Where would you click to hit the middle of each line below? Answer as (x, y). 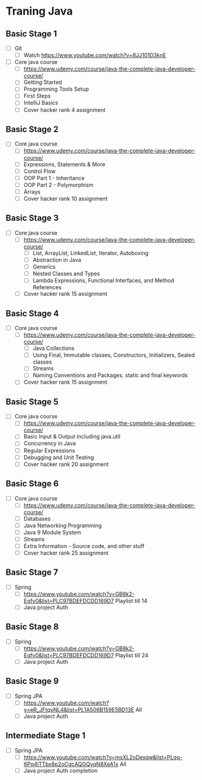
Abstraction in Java (57, 259)
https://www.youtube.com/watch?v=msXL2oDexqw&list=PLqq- (103, 757)
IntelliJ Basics (41, 103)
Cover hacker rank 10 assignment (65, 199)
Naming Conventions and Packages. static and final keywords (110, 375)
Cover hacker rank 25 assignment (66, 553)
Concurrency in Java (50, 443)
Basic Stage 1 (31, 34)
